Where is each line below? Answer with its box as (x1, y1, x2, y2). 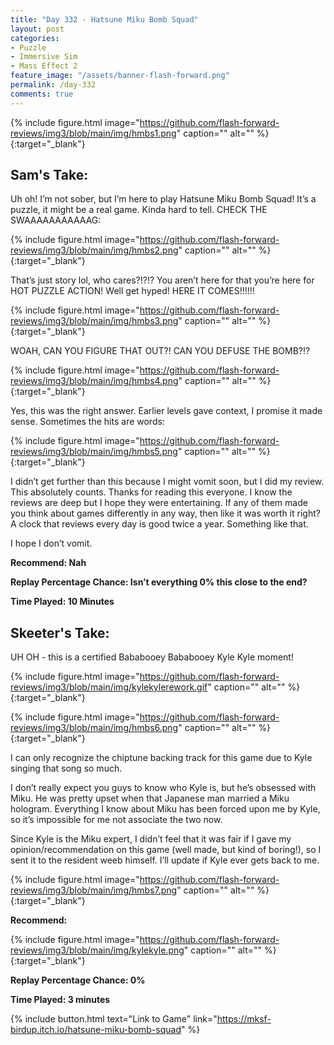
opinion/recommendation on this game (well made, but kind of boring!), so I (10, 844, 322, 856)
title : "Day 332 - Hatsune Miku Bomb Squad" (10, 14, 199, 25)
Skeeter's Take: (10, 624, 110, 641)
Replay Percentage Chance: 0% (10, 974, 146, 986)
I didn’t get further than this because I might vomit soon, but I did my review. (10, 476, 325, 488)
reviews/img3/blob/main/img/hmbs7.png (10, 884, 178, 896)
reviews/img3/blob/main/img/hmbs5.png (10, 446, 178, 458)
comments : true (10, 89, 74, 99)
